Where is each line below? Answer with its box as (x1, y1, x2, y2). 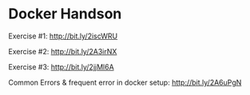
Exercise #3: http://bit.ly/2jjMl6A (8, 61, 114, 72)
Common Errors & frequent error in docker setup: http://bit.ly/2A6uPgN (8, 77, 242, 87)
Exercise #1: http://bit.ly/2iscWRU (8, 31, 118, 41)
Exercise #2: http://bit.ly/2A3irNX (8, 46, 117, 56)
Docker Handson (8, 5, 122, 23)
